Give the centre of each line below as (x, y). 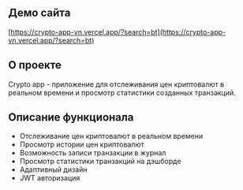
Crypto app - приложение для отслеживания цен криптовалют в (116, 84)
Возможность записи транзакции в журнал (93, 153)
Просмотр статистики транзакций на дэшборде (100, 162)
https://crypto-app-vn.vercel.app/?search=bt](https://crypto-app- (118, 32)
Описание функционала (71, 117)
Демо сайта (39, 13)
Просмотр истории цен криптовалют (82, 144)
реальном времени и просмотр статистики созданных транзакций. (122, 92)
